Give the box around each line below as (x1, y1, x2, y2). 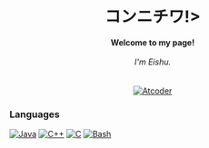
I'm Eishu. (134, 56, 171, 67)
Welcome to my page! (110, 36, 195, 48)
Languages (9, 108, 61, 121)
